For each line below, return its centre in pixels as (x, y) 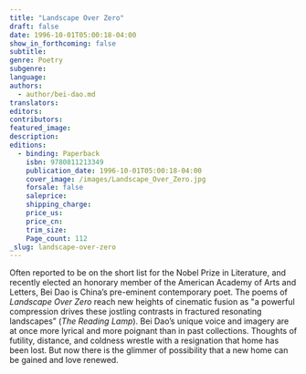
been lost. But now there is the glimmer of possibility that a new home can (149, 350)
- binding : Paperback (59, 153)
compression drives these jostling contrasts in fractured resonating (136, 312)
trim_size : (47, 230)
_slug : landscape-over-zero (63, 247)
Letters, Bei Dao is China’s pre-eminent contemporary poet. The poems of (148, 292)
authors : (26, 86)
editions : (28, 145)
